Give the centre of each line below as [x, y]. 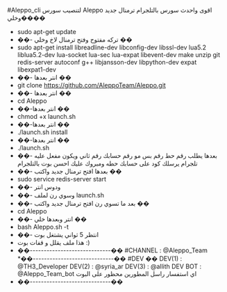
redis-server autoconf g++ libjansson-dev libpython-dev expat [107, 62]
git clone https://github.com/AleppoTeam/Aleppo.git [92, 85]
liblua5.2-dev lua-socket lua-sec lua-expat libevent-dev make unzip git [119, 55]
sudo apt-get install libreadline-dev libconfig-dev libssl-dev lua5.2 [112, 47]
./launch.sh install [42, 132]
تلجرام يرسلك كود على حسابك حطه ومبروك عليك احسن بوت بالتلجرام [107, 163]
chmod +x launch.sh [47, 116]
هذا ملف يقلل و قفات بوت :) [53, 242]
